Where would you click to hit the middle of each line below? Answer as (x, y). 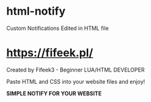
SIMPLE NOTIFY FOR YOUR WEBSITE (54, 93)
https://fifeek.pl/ (50, 53)
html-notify (36, 11)
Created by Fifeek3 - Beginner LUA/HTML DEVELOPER (75, 70)
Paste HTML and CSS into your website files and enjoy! (76, 81)
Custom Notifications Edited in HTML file (57, 28)
